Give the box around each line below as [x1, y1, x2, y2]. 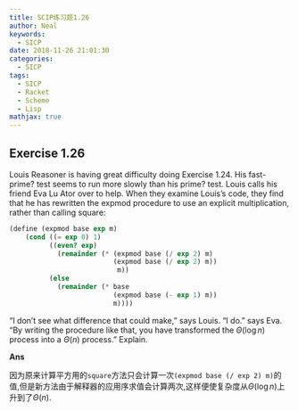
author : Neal [9, 21, 58, 30]
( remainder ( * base [56, 283, 129, 292]
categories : [9, 54, 54, 63]
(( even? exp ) [48, 241, 98, 250]
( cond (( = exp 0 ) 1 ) [25, 233, 102, 242]
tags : [9, 71, 29, 80]
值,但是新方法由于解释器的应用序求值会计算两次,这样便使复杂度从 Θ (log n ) [9, 381, 277, 391]
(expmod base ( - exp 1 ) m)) [112, 291, 218, 300]
